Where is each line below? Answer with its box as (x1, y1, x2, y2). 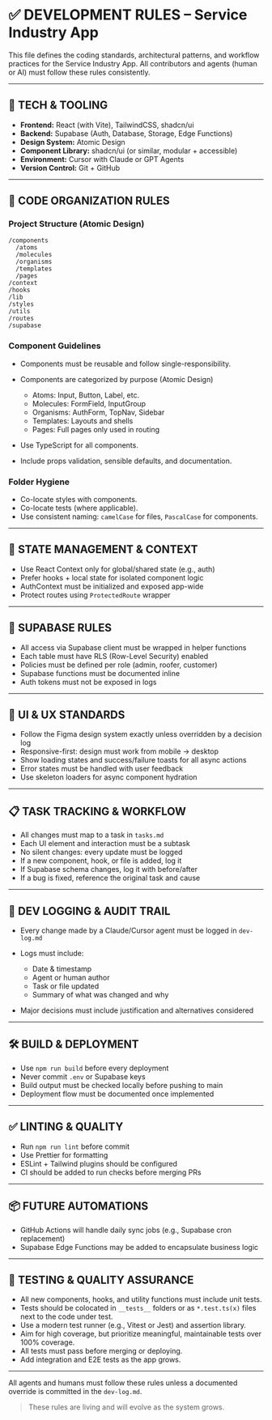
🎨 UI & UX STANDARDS (8, 708, 125, 722)
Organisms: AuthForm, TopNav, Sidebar (32, 407, 165, 417)
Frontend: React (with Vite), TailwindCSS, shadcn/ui (19, 120, 194, 130)
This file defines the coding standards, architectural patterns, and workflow (8, 50, 260, 60)
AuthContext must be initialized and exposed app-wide (19, 581, 204, 591)
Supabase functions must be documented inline (19, 668, 181, 678)
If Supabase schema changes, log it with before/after (19, 865, 198, 874)
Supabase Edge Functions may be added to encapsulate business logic (19, 1242, 259, 1252)
